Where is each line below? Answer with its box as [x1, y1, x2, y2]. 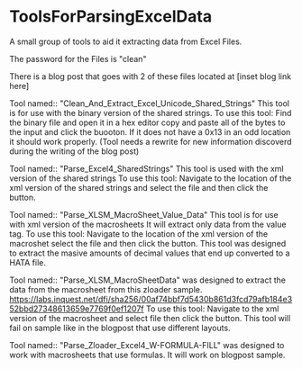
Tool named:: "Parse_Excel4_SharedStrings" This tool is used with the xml [9, 163, 284, 174]
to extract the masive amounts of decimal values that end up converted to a [9, 247, 290, 258]
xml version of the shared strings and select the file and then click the [9, 182, 269, 193]
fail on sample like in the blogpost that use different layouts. [9, 322, 232, 333]
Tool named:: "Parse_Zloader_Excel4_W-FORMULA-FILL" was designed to [9, 339, 285, 350]
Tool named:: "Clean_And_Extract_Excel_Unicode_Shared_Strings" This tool [9, 97, 290, 109]
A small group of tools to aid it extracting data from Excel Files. [9, 36, 243, 47]
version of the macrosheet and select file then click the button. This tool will [9, 312, 291, 323]
